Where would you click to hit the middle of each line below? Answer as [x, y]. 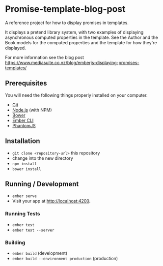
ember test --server [33, 230]
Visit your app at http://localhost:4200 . [51, 201]
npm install [24, 164]
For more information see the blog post [45, 57]
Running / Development [42, 184]
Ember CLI [23, 120]
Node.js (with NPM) [32, 110]
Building [15, 242]
